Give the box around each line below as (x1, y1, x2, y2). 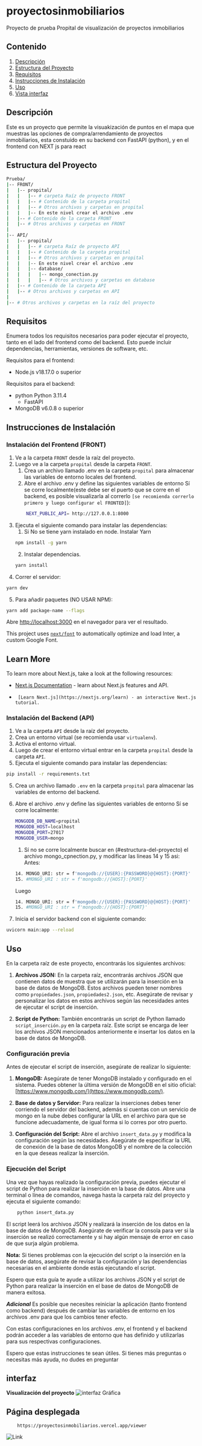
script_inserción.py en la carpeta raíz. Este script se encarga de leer (14, 1022, 189, 1029)
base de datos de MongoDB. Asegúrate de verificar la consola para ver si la (6, 1227, 194, 1234)
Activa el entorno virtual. (14, 740, 77, 747)
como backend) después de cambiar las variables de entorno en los (6, 1307, 175, 1314)
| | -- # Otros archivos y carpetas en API (6, 288, 120, 294)
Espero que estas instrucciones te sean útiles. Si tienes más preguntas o (6, 1349, 187, 1357)
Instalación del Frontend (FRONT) (6, 440, 107, 449)
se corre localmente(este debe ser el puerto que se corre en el (24, 486, 180, 493)
